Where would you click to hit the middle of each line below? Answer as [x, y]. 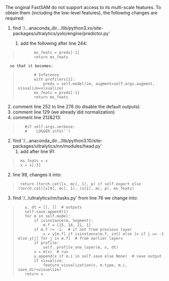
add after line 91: [38, 151]
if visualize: [49, 261]
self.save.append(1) [47, 212]
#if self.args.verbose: [50, 127]
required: [15, 18]
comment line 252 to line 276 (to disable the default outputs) [76, 107]
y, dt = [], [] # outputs [53, 207]
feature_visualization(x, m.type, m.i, [85, 265]
